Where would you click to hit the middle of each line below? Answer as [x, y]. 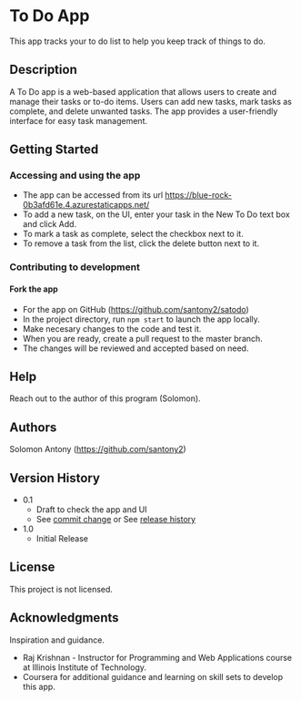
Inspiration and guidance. [57, 640]
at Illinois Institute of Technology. [85, 667]
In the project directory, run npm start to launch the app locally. [141, 319]
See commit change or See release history [116, 519]
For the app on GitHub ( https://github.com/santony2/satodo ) [136, 309]
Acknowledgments [65, 618]
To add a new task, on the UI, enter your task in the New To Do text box [156, 214]
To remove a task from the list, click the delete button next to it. [141, 243]
